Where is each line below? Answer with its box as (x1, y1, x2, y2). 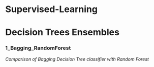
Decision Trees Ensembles (5, 27, 119, 38)
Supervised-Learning (5, 4, 98, 15)
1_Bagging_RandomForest (5, 44, 71, 51)
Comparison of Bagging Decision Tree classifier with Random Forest (5, 56, 149, 62)
